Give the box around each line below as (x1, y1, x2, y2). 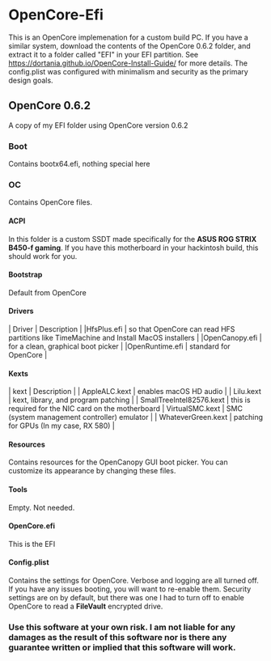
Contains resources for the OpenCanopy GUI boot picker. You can (8, 457, 228, 467)
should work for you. (8, 251, 78, 261)
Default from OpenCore (8, 287, 87, 297)
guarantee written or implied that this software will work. (8, 642, 236, 653)
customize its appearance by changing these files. (8, 466, 176, 476)
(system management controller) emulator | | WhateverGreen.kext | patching (8, 413, 264, 422)
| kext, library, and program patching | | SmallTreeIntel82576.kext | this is (8, 395, 251, 405)
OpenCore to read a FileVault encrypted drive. (8, 601, 163, 611)
